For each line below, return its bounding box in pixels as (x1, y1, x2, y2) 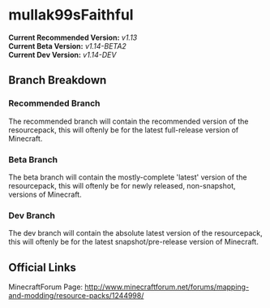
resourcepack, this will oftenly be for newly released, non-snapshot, (8, 180, 237, 190)
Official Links (8, 260, 77, 274)
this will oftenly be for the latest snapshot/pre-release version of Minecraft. (8, 237, 259, 247)
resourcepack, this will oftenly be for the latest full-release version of (8, 124, 239, 135)
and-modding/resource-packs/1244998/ (8, 291, 144, 301)
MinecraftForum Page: (8, 282, 84, 292)
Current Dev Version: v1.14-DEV (8, 50, 117, 59)
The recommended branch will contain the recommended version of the (8, 116, 249, 126)
